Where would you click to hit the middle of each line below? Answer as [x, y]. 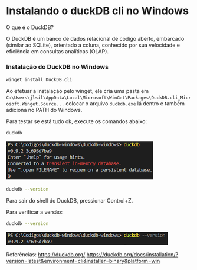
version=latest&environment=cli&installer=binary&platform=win [83, 261]
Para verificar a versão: [35, 212]
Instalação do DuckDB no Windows [58, 66]
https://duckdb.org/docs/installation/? [132, 254]
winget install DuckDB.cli [39, 80]
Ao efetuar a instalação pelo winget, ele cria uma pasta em [78, 91]
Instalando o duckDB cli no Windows [97, 11]
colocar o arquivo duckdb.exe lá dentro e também [125, 104]
